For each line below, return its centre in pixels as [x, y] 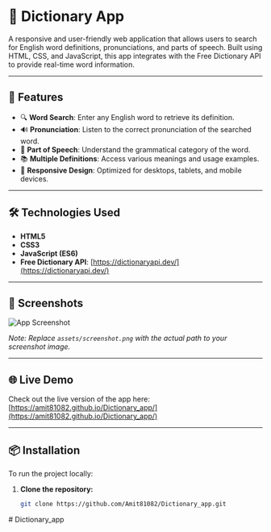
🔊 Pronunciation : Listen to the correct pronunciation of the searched [135, 129]
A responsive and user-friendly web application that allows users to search [133, 39]
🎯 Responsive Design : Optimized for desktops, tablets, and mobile [131, 170]
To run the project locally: [51, 474]
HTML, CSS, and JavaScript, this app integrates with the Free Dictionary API [135, 56]
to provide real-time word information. [72, 64]
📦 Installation [44, 450]
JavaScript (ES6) [49, 253]
